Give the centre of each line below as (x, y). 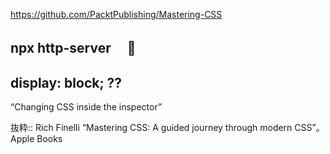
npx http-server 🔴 (73, 48)
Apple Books (36, 139)
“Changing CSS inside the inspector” (86, 107)
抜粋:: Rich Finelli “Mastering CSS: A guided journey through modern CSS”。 (167, 128)
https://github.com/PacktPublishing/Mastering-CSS (116, 14)
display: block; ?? (66, 82)
